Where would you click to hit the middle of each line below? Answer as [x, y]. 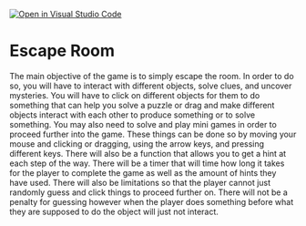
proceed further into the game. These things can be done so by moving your [153, 134]
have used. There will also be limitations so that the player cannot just [140, 182]
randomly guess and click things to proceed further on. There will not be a [149, 192]
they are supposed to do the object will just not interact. [114, 211]
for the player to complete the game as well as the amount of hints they [143, 172]
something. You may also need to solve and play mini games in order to [143, 124]
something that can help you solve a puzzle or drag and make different [142, 105]
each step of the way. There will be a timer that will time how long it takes [147, 163]
